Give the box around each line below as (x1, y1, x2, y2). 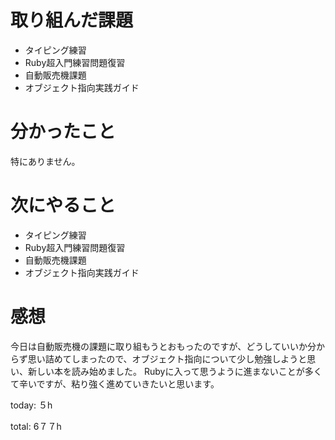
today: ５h (10, 399, 53, 411)
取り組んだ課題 (10, 9, 134, 32)
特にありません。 (10, 155, 81, 167)
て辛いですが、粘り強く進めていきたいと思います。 (10, 377, 220, 390)
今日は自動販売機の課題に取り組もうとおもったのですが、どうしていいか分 (10, 340, 317, 352)
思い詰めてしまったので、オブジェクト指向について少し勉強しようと (27, 352, 308, 365)
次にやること (10, 194, 117, 217)
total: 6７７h (10, 420, 62, 432)
